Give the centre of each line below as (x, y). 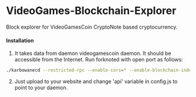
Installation (20, 40)
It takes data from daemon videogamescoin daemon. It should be (93, 53)
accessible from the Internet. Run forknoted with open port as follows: (99, 60)
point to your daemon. (41, 88)
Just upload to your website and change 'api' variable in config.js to (96, 82)
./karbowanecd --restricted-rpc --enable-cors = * (66, 70)
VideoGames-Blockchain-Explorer (91, 11)
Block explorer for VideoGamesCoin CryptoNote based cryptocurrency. (92, 27)
